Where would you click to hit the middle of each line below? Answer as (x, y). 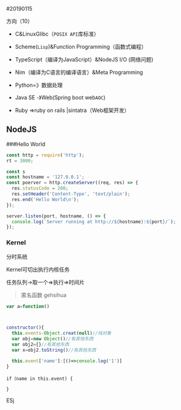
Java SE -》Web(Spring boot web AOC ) (60, 98)
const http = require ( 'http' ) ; (45, 155)
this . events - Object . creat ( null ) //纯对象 (62, 334)
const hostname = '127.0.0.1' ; (45, 177)
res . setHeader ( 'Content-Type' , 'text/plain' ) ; (71, 194)
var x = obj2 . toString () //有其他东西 (54, 350)
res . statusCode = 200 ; (40, 188)
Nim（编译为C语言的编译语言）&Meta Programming (79, 72)
